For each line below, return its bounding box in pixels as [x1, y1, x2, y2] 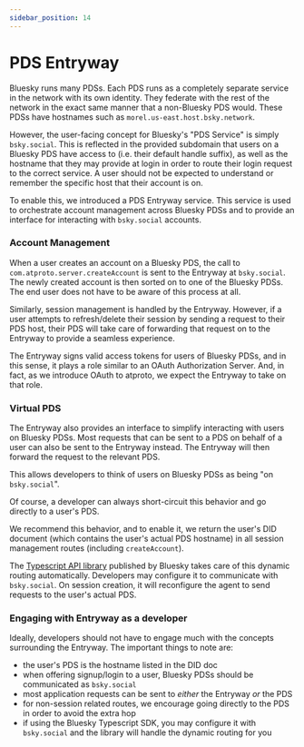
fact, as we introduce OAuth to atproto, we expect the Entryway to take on [9, 369, 287, 380]
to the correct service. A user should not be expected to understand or [9, 167, 274, 178]
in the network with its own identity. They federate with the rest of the [9, 92, 270, 103]
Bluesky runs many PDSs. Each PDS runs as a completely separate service [9, 83, 289, 93]
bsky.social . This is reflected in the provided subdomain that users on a [9, 138, 279, 150]
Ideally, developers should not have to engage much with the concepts [9, 633, 274, 644]
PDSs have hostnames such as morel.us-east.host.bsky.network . [9, 111, 256, 123]
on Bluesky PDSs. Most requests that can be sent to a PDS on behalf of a [9, 432, 283, 443]
